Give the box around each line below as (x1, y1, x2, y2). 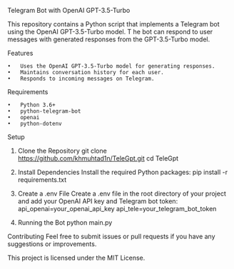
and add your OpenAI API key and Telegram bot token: (17, 197, 178, 205)
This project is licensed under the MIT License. (7, 253, 146, 262)
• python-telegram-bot (7, 108, 81, 115)
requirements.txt (17, 176, 67, 184)
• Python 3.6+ (7, 101, 56, 108)
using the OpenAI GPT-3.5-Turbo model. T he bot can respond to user (7, 28, 213, 36)
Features (7, 49, 34, 57)
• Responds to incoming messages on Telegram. (7, 75, 155, 82)
